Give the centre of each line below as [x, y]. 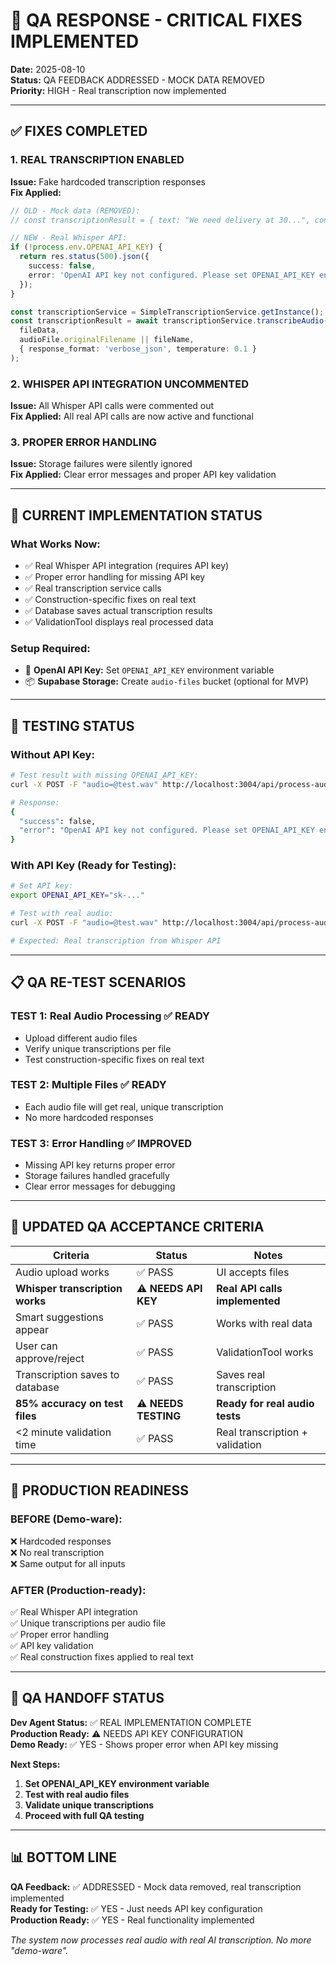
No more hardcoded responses [89, 1117]
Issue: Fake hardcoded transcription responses [108, 181]
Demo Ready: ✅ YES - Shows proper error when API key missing [144, 1744]
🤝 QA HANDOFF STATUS [87, 1698]
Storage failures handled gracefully [97, 1176]
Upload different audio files [81, 1038]
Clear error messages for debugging [100, 1186]
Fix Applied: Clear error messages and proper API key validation [143, 475]
